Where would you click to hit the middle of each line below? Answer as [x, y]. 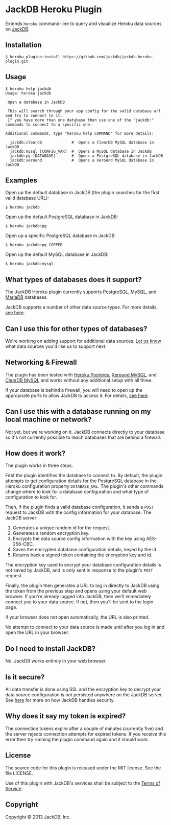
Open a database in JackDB [36, 102]
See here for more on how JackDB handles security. [60, 700]
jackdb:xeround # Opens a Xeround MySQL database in [82, 160]
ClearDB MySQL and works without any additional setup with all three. [79, 380]
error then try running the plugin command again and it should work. [77, 739]
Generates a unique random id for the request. [62, 528]
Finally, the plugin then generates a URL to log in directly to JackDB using [82, 585]
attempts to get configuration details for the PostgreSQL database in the [81, 481]
